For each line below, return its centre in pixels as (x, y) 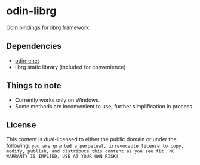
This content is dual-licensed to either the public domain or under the (92, 139)
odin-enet (27, 60)
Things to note (34, 85)
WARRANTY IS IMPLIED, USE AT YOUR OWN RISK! (62, 157)
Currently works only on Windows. (57, 100)
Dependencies (34, 46)
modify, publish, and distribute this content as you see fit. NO (90, 151)
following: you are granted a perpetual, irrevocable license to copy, (95, 146)
